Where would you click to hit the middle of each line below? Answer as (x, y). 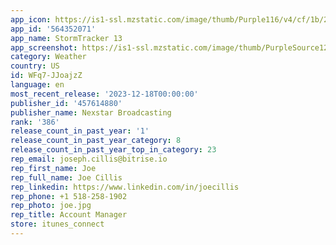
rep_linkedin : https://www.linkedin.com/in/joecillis (125, 187)
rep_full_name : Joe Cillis (66, 177)
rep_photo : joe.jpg (51, 206)
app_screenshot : (44, 47)
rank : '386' (35, 122)
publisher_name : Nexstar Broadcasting (91, 112)
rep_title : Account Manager (69, 215)
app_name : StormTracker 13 (66, 38)
